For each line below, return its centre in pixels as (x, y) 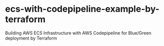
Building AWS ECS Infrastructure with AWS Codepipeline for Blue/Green (78, 33)
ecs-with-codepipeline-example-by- (82, 9)
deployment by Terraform (31, 38)
